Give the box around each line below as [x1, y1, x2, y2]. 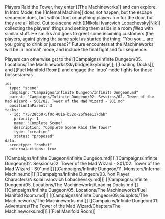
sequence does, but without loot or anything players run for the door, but [5, 15, 154, 20]
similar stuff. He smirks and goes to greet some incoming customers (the [5, 31, 154, 36]
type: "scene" [9, 86, 39, 91]
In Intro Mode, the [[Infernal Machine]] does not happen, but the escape [5, 9, 152, 15]
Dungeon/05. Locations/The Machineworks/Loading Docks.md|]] [5, 182, 138, 188]
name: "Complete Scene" [14, 121, 63, 126]
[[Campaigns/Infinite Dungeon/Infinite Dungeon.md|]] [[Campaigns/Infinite [5, 155, 158, 161]
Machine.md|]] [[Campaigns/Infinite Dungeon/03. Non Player [5, 171, 130, 177]
